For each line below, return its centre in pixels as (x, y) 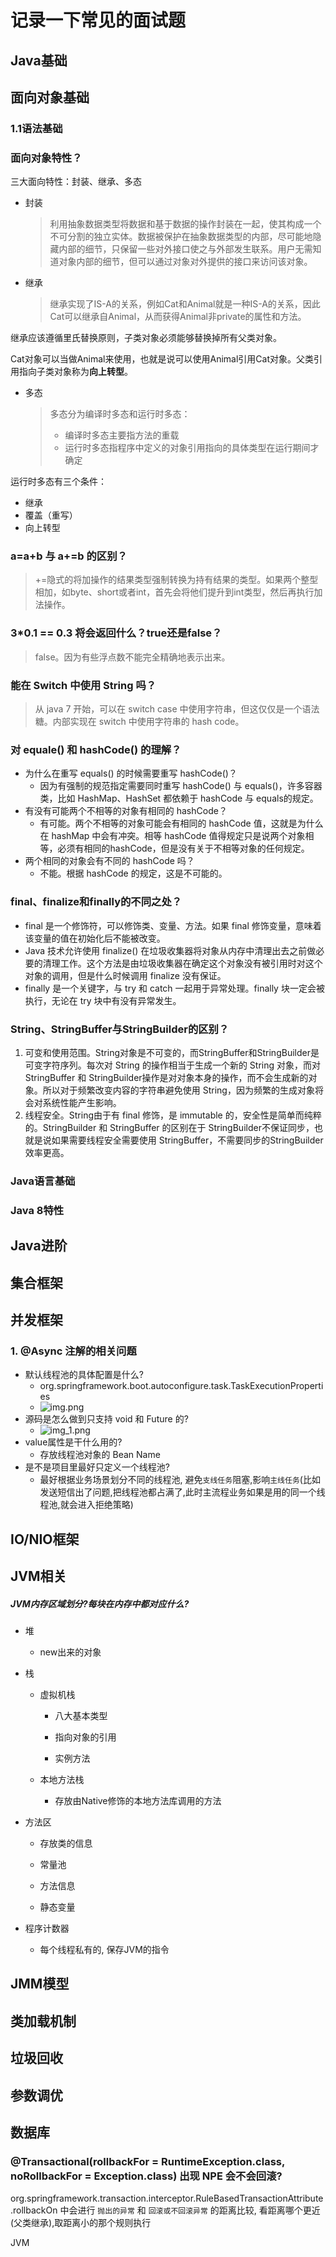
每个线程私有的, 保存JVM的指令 (104, 1950)
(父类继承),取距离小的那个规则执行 (81, 2223)
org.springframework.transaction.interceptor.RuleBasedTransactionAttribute (167, 2198)
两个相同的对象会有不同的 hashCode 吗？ (109, 861)
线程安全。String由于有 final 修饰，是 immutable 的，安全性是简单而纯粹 (173, 1115)
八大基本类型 (81, 1716)
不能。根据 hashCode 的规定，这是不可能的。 (133, 873)
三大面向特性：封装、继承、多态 (76, 182)
